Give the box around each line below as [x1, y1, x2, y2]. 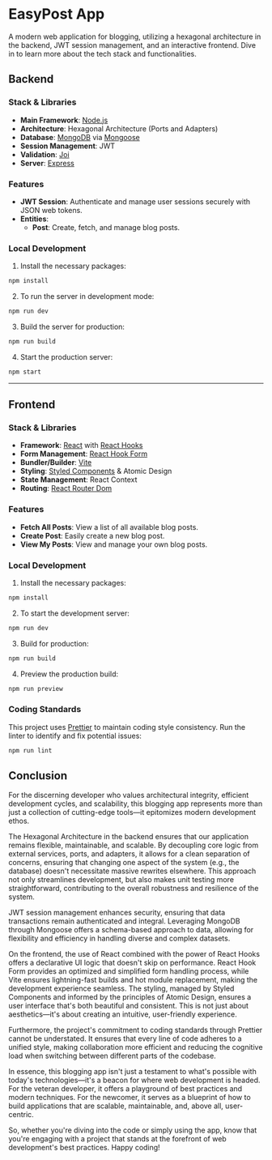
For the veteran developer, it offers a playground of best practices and [8, 1084, 243, 1094]
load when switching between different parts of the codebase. [8, 1051, 216, 1061]
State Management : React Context [19, 475, 138, 484]
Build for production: [19, 638, 89, 648]
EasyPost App [8, 5, 105, 23]
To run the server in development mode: [19, 292, 155, 301]
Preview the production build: [19, 669, 119, 679]
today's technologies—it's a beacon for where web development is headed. [8, 1075, 261, 1085]
